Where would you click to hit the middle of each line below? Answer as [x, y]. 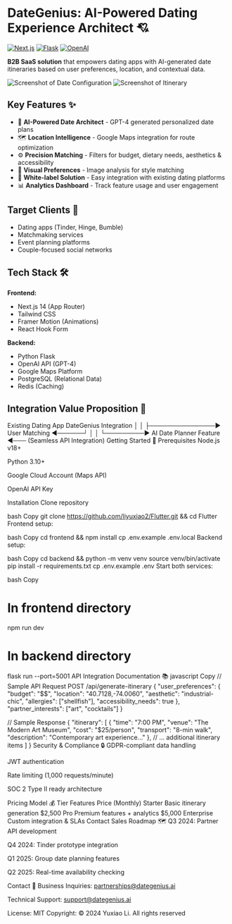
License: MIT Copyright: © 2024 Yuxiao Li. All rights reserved [97, 913]
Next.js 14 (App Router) [51, 307]
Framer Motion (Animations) [58, 321]
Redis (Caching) [41, 386]
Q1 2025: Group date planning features [64, 858]
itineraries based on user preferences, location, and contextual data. [107, 69]
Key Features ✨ [41, 105]
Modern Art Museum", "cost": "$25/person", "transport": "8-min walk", [110, 730]
